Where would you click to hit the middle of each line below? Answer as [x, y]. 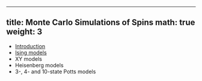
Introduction [30, 46]
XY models [28, 59]
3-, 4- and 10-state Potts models [55, 71]
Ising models [31, 52]
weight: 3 [24, 32]
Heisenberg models [39, 65]
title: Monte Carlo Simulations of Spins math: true [101, 22]
